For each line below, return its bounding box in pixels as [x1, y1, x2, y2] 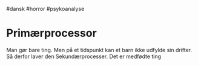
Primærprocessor [6, 27, 97, 40]
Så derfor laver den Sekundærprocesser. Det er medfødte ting [6, 53, 162, 60]
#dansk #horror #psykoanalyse [6, 5, 85, 12]
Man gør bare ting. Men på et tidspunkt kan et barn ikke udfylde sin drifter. [6, 46, 193, 53]
